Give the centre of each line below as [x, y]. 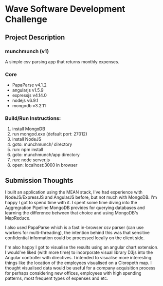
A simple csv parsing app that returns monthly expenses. [62, 61]
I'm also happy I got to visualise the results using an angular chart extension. [82, 248]
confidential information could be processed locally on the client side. [75, 238]
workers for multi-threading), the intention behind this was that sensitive [77, 233]
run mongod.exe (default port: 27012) [50, 134]
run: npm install [27, 150]
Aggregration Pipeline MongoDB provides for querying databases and [75, 208]
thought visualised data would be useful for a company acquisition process [80, 268]
